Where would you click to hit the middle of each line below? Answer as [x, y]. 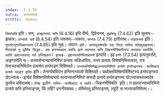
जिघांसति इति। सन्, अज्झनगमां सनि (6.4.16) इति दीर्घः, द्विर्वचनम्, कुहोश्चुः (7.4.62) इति [73, 34]
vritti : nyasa [21, 19]
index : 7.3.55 [21, 10]
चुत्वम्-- [148, 34]
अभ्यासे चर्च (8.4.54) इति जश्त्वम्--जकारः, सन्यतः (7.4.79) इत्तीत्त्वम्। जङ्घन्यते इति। [85, 39]
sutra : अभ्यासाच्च [21, 15]
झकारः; [11, 39]
